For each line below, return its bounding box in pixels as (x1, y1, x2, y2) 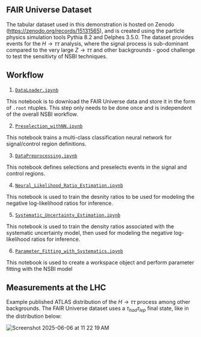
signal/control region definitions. (6, 140, 87, 147)
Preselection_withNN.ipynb (14, 123, 83, 129)
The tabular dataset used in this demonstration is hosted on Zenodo (6, 20, 175, 28)
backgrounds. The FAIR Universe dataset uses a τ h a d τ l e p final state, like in (6, 305, 190, 314)
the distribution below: (6, 312, 62, 320)
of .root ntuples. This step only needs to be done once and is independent (6, 104, 192, 111)
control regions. (6, 169, 46, 177)
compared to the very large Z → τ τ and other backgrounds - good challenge (6, 46, 196, 53)
